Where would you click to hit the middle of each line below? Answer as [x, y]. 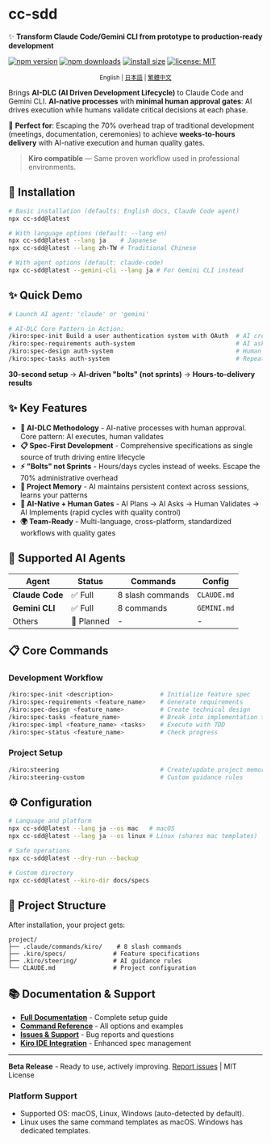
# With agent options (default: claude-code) [86, 263]
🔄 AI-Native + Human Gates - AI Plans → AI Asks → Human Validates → [140, 503]
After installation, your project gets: [67, 925]
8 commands [142, 607]
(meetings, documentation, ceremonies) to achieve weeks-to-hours [122, 133]
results [21, 383]
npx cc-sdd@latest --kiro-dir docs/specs [79, 880]
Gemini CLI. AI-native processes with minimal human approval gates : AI [130, 101]
